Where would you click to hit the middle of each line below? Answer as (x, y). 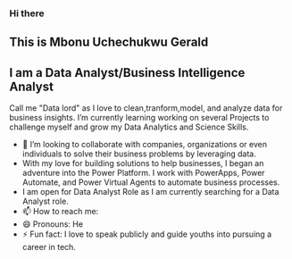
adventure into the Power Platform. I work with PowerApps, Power (143, 173)
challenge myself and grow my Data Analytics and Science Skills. (129, 127)
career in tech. (49, 247)
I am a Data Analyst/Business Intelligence (127, 73)
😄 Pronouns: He (52, 224)
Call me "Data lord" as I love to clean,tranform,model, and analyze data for (146, 108)
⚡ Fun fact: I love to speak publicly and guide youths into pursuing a (147, 234)
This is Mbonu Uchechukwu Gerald (109, 42)
